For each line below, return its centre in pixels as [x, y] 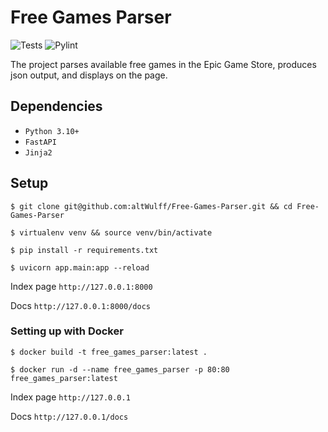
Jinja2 [38, 152]
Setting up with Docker [67, 331]
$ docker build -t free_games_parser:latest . [109, 352]
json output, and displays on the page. [89, 75]
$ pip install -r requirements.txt [84, 250]
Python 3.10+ [52, 131]
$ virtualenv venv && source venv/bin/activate [111, 232]
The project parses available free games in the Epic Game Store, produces [163, 64]
